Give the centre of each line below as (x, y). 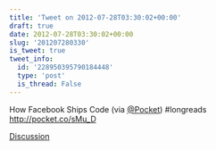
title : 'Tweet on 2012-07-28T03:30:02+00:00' (95, 17)
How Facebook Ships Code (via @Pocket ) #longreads (108, 109)
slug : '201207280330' (50, 42)
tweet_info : (31, 59)
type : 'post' (42, 76)
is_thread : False (50, 84)
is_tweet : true (37, 51)
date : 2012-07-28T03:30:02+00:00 (71, 34)
